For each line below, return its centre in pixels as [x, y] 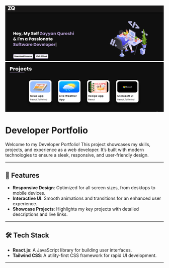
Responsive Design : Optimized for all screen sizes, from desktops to [84, 187]
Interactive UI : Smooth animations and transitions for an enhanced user [87, 198]
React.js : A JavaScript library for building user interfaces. [72, 250]
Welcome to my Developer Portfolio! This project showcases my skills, [78, 145]
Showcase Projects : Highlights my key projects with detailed [76, 209]
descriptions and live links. [40, 214]
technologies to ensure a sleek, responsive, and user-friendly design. [77, 155]
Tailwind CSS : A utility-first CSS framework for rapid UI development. [84, 255]
